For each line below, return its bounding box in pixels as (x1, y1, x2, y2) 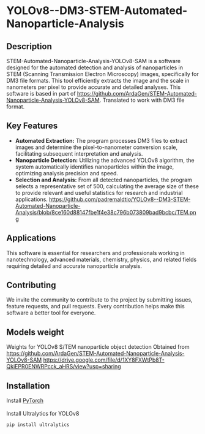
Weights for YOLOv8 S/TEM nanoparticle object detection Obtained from (6, 343, 190, 351)
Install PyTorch (6, 397, 44, 405)
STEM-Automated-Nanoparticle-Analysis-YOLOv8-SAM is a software (6, 58, 181, 64)
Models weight (6, 327, 64, 337)
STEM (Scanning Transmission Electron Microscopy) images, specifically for (6, 70, 199, 77)
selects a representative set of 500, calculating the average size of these (15, 182, 199, 190)
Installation (6, 381, 50, 391)
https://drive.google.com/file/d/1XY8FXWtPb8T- (43, 356, 165, 364)
